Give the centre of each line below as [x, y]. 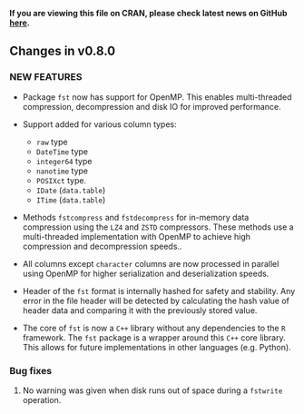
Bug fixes [31, 370]
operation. [42, 399]
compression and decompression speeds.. [102, 246]
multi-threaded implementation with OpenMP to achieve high [137, 236]
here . [20, 23]
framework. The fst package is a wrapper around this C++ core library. [154, 337]
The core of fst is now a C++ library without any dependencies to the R [154, 328]
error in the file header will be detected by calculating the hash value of [156, 301]
